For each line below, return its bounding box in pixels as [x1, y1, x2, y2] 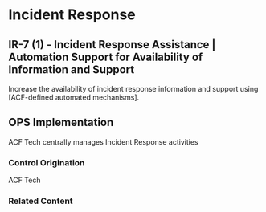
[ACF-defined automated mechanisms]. [8, 92, 140, 102]
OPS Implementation [8, 116, 114, 129]
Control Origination [8, 157, 85, 168]
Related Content [8, 195, 74, 206]
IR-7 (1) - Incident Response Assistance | [8, 38, 216, 51]
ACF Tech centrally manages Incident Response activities [8, 137, 198, 146]
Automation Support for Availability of [8, 50, 203, 63]
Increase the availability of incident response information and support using [8, 84, 259, 93]
